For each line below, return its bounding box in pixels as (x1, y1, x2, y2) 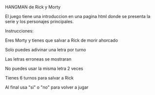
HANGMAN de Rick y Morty (5, 4, 61, 10)
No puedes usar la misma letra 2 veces (5, 65, 83, 71)
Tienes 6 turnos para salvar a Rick (5, 75, 74, 80)
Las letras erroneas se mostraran (5, 56, 72, 62)
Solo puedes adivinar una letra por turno (5, 47, 86, 52)
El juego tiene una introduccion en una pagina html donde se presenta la (5, 14, 151, 19)
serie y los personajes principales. (5, 19, 74, 24)
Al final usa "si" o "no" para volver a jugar (5, 84, 89, 90)
